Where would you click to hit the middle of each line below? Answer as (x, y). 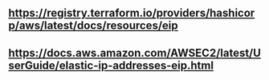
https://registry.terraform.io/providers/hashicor (132, 13)
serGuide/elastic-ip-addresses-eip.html (111, 65)
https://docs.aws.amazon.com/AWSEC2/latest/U (134, 52)
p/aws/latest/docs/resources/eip (93, 26)
